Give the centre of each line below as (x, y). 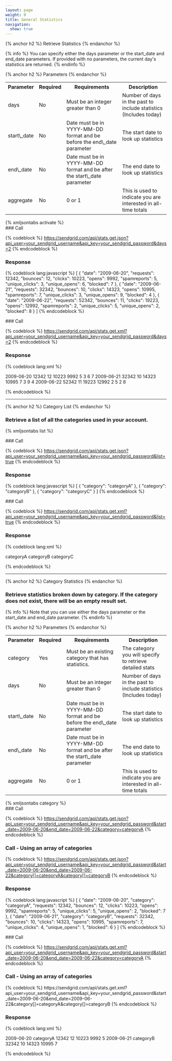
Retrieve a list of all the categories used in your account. (77, 419)
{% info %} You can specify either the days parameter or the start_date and (85, 54)
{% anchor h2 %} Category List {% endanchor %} (58, 406)
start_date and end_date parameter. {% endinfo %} (59, 617)
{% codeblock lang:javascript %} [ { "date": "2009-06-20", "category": (80, 900)
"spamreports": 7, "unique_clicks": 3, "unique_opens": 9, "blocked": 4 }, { (82, 295)
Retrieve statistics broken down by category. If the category (81, 595)
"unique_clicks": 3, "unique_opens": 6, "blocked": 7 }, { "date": (71, 284)
